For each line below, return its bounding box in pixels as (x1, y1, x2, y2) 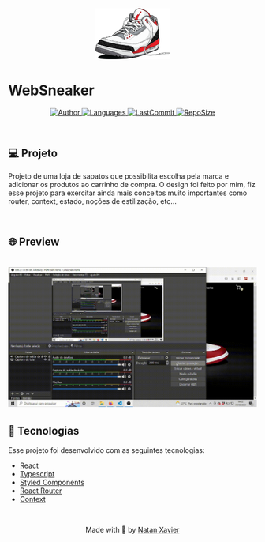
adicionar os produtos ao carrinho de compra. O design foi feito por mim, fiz (8, 180, 256, 190)
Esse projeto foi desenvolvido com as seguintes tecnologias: (8, 445, 205, 454)
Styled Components (19, 477, 85, 487)
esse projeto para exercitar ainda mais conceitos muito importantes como (8, 188, 248, 198)
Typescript (19, 469, 55, 478)
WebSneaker (8, 81, 95, 99)
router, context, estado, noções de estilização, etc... (8, 197, 177, 206)
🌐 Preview (8, 235, 60, 248)
